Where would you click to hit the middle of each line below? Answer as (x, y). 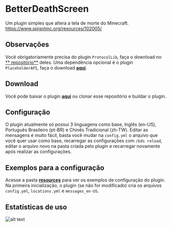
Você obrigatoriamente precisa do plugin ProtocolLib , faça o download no (83, 57)
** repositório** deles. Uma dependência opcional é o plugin (69, 62)
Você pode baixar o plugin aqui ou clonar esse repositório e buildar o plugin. (86, 96)
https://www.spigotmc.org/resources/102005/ (54, 28)
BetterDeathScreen (47, 9)
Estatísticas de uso (36, 207)
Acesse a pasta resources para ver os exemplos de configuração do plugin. (85, 180)
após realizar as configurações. (39, 152)
